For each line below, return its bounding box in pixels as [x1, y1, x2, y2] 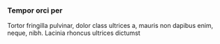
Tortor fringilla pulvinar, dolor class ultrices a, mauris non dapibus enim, [7, 22, 214, 30]
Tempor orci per [7, 6, 63, 15]
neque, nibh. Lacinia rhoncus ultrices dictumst [7, 29, 141, 37]
